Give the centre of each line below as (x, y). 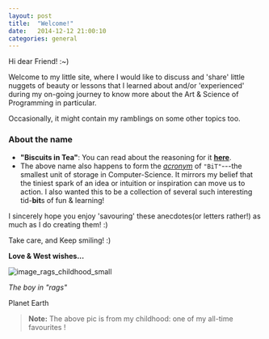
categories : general (43, 38)
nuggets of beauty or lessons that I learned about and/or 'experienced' (126, 86)
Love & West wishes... (46, 256)
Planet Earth (29, 303)
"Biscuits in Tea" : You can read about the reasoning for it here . (126, 157)
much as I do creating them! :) (58, 224)
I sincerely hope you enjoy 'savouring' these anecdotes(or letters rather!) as (134, 216)
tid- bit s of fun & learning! (62, 200)
